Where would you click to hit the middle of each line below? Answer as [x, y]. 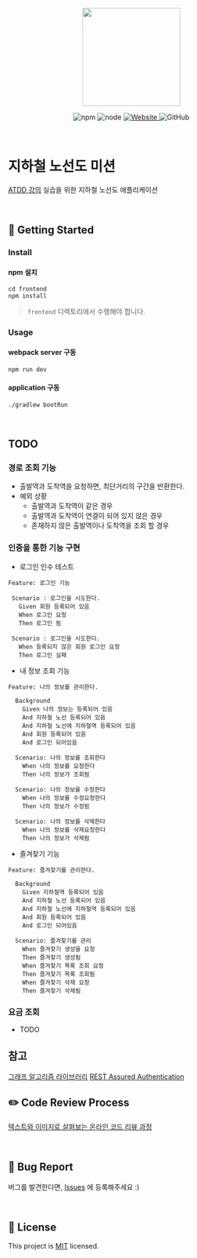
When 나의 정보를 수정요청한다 [64, 798]
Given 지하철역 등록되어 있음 [63, 892]
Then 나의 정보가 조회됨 [56, 774]
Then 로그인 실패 [43, 655]
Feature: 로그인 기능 [39, 583]
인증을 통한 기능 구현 [44, 548]
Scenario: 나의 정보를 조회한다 [60, 758]
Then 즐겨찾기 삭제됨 [52, 991]
